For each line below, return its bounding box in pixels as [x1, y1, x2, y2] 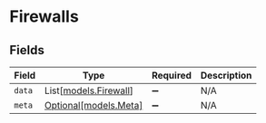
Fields [9, 43, 45, 58]
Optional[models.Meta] [44, 99, 143, 111]
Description [200, 70, 252, 81]
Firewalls [9, 6, 79, 27]
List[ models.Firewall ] [44, 84, 134, 97]
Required [151, 70, 192, 81]
